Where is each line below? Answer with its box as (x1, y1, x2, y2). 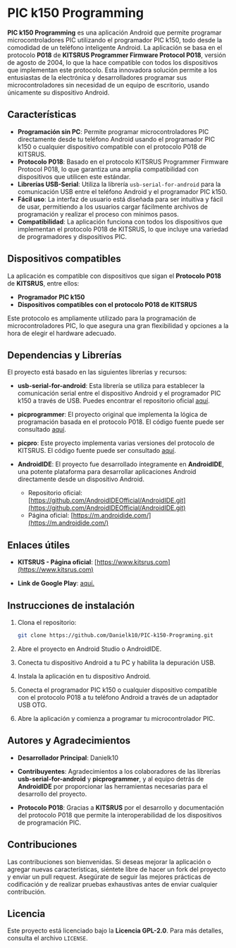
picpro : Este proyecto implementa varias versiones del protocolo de (17, 439, 215, 447)
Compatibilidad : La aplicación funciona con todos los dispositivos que (17, 217, 223, 226)
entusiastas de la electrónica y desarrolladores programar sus (7, 73, 187, 82)
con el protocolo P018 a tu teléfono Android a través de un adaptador (17, 693, 218, 701)
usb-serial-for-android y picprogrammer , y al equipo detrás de (17, 774, 204, 783)
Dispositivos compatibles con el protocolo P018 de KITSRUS (17, 300, 197, 308)
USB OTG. (17, 700, 47, 709)
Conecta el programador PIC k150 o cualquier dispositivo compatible (17, 686, 217, 694)
